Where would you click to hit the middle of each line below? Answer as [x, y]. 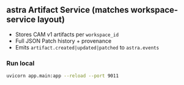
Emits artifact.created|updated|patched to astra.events [87, 47]
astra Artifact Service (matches [68, 10]
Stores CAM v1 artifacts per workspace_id [67, 34]
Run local [20, 63]
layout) [51, 20]
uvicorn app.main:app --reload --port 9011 [63, 76]
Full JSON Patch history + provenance [63, 41]
